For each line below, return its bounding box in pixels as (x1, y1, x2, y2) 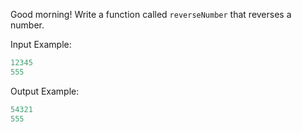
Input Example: (10, 39, 72, 50)
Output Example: (10, 85, 80, 97)
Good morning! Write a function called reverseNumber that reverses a (10, 9, 292, 20)
